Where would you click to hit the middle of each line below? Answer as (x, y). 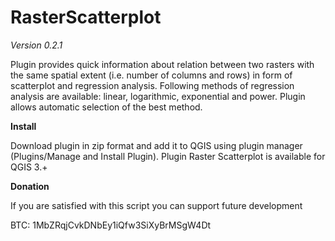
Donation (30, 186)
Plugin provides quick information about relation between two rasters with (162, 64)
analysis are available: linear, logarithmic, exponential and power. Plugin (158, 96)
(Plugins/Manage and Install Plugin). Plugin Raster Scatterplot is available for (168, 156)
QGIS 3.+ (29, 167)
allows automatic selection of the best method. (106, 107)
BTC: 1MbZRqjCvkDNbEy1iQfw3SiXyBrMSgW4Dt (111, 225)
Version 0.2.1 (36, 45)
